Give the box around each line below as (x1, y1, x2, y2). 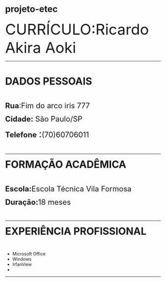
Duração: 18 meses (5, 197, 71, 207)
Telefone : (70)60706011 (5, 127, 89, 140)
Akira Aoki (5, 38, 77, 57)
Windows (12, 256, 32, 262)
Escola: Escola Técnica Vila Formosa (5, 184, 132, 193)
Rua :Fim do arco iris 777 (5, 100, 90, 110)
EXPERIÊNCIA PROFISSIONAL (5, 225, 147, 237)
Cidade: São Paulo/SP (5, 114, 83, 124)
